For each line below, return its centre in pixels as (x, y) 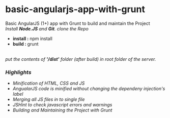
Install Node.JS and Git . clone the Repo (47, 28)
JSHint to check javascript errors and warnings (62, 105)
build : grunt (26, 44)
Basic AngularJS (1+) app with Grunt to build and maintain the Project (78, 23)
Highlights (18, 72)
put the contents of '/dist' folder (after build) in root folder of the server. (81, 59)
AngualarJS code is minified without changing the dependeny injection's (89, 89)
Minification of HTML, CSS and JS (49, 83)
